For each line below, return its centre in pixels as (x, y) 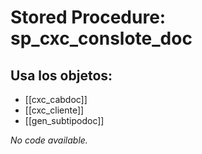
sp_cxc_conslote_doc (101, 38)
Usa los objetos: (61, 75)
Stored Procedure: (88, 17)
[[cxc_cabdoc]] (56, 99)
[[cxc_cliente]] (54, 110)
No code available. (49, 140)
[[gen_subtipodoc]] (64, 120)
